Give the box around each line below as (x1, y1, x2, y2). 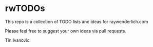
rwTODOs (5, 3, 45, 14)
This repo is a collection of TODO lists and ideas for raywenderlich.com (5, 19, 148, 24)
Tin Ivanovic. (5, 37, 31, 43)
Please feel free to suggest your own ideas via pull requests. (5, 28, 127, 34)
